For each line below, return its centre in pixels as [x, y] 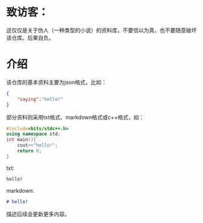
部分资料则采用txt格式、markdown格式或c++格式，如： [76, 117]
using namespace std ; [34, 134]
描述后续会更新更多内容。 [38, 214]
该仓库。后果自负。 [30, 37]
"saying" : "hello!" [40, 99]
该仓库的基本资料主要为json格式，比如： [56, 82]
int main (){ [21, 140]
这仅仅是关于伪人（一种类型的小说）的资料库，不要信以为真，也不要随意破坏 [101, 30]
